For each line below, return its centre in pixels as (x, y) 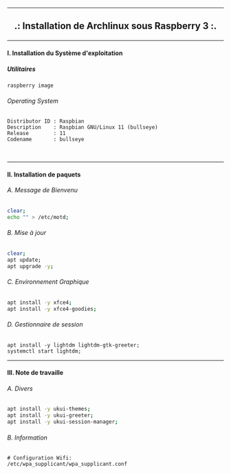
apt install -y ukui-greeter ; (51, 415)
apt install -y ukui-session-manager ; (63, 422)
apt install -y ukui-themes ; (49, 409)
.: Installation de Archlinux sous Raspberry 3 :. (115, 26)
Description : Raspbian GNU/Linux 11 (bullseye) (82, 127)
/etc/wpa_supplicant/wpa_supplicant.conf (67, 464)
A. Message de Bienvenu (42, 190)
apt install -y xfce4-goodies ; (52, 309)
